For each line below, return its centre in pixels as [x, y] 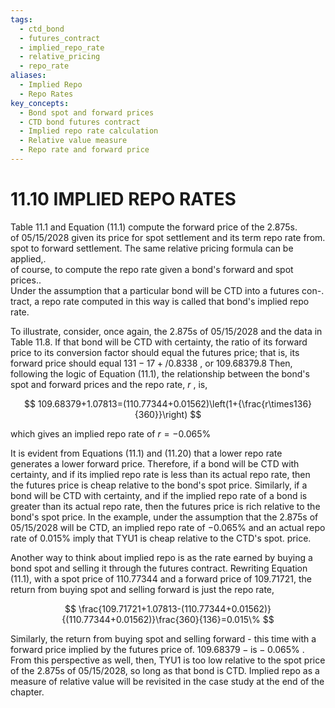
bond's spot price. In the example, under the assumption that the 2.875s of [164, 517]
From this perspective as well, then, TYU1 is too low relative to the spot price [168, 660]
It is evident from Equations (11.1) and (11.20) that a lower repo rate [146, 453]
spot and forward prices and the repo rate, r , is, [109, 384]
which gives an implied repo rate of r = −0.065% [111, 433]
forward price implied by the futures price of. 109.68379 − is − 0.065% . [157, 649]
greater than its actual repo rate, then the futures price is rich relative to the [165, 506]
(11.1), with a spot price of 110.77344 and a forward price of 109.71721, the [161, 578]
